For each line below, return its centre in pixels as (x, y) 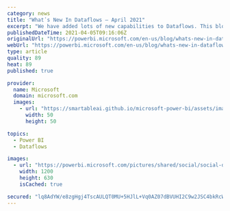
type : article (27, 52)
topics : (18, 134)
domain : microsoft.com (46, 96)
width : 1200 (36, 172)
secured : (20, 197)
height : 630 (36, 178)
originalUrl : (26, 39)
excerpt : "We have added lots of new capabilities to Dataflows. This (110, 26)
